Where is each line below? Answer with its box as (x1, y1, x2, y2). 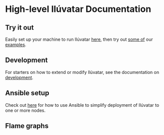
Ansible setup (5, 89, 49, 97)
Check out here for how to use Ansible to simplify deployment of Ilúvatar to (5, 102, 160, 108)
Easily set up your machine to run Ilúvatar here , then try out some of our (5, 36, 153, 42)
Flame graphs (5, 122, 49, 130)
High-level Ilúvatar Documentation (5, 3, 152, 15)
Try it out (5, 23, 34, 32)
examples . (5, 42, 26, 48)
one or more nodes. (5, 107, 46, 113)
